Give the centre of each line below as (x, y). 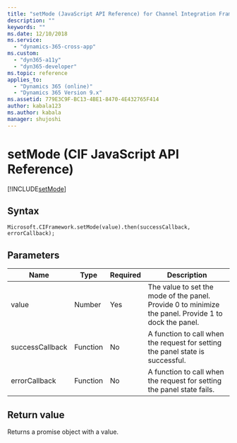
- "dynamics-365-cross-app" (55, 47)
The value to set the (181, 287)
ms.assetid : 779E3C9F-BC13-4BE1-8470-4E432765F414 (83, 100)
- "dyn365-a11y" (37, 60)
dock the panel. (174, 323)
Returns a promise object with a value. (63, 432)
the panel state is (176, 352)
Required (125, 275)
